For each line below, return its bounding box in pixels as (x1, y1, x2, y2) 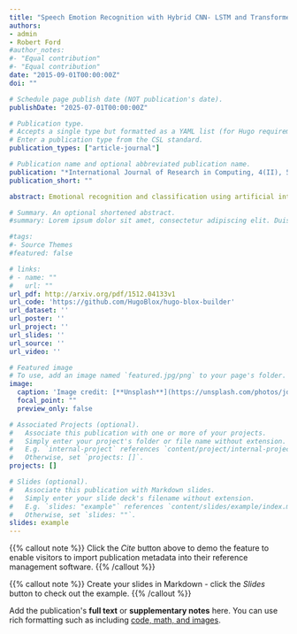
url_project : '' (9, 322, 69, 331)
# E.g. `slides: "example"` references (9, 502, 164, 511)
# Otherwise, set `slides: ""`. (9, 510, 137, 519)
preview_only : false (17, 404, 93, 413)
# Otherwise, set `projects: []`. (9, 453, 144, 462)
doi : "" (9, 79, 38, 88)
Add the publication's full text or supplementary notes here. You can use (9, 606, 278, 616)
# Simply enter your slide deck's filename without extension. (9, 493, 255, 503)
